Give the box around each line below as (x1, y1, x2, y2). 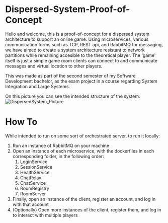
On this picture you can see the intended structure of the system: (5, 93, 140, 99)
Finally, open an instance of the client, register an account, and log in (12, 196, 156, 202)
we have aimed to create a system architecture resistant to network (5, 47, 145, 53)
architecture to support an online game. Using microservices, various (5, 36, 149, 42)
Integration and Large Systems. (5, 83, 70, 89)
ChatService (20, 180, 46, 186)
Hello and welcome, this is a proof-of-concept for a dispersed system (5, 31, 150, 37)
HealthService (20, 169, 50, 175)
